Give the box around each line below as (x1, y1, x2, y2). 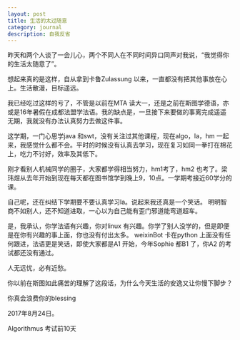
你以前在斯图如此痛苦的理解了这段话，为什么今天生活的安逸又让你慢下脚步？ (7, 279, 233, 287)
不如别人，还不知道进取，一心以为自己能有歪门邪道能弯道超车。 (13, 207, 201, 215)
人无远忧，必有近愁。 (7, 264, 70, 272)
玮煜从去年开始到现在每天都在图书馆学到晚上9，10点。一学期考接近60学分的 (7, 174, 232, 182)
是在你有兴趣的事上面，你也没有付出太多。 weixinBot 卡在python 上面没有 (7, 231, 225, 239)
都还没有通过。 (13, 249, 58, 257)
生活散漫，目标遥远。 (19, 83, 83, 93)
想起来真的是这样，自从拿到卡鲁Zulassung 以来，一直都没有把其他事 (7, 75, 209, 83)
